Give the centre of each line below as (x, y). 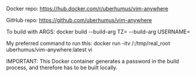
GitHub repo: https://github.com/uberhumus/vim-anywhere (79, 20)
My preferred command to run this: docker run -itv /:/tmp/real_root (88, 43)
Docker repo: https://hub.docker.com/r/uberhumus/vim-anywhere (87, 9)
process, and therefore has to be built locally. (62, 67)
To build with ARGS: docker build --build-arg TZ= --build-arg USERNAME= (98, 32)
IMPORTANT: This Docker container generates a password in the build (93, 61)
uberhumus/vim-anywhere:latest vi (49, 50)
